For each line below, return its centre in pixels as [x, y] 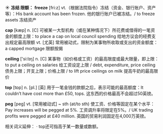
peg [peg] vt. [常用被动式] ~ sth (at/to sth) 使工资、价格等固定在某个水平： [80, 104]
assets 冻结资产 [21, 20]
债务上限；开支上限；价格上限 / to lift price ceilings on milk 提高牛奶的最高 [79, 71]
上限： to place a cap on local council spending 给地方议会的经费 [87, 36]
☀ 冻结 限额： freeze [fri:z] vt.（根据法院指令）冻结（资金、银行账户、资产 [81, 8]
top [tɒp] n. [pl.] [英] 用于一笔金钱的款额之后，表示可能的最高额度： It [74, 87]
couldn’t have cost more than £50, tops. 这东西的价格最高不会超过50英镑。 [80, 94]
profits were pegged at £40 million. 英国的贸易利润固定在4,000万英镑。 [77, 116]
